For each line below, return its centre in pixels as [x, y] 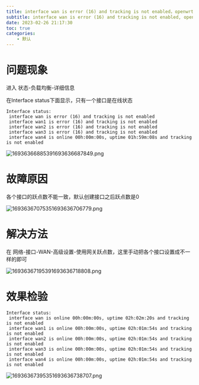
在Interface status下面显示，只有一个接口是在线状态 [70, 100]
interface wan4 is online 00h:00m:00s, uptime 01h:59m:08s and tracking [100, 137]
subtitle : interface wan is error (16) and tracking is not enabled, [94, 17]
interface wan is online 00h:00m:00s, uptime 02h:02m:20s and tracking [99, 318]
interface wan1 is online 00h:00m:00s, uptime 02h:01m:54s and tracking [100, 328]
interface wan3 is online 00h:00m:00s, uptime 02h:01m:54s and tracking [100, 349]
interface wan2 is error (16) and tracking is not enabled [83, 127]
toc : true [18, 28]
